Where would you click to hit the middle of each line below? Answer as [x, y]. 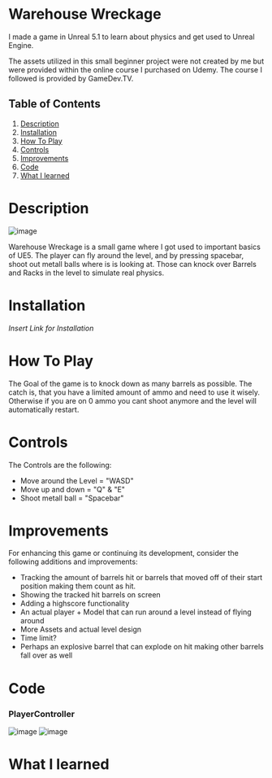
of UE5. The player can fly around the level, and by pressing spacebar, [126, 255]
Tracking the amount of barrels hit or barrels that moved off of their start [141, 578]
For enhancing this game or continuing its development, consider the [124, 553]
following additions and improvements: [73, 562]
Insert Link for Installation [51, 328]
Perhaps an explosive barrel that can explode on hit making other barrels [142, 647]
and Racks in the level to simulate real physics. [86, 273]
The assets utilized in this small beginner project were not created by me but [136, 61]
